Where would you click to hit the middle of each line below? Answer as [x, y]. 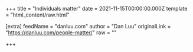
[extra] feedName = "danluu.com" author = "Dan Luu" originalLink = [88, 26]
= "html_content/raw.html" [37, 15]
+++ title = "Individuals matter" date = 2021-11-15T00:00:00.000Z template [97, 9]
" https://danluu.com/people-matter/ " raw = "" [61, 32]
